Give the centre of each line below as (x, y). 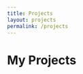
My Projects (42, 60)
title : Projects (30, 13)
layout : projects (32, 20)
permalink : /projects (38, 26)
